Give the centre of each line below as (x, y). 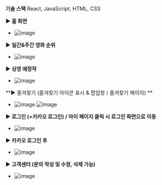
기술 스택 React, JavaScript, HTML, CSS (53, 9)
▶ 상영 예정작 (21, 69)
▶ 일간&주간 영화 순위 (31, 45)
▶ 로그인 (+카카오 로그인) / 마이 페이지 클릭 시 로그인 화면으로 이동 (81, 117)
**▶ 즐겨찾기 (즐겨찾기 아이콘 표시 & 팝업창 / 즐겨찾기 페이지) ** (79, 92)
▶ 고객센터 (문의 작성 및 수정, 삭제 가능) (50, 164)
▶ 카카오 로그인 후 (26, 140)
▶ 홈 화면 (16, 21)
